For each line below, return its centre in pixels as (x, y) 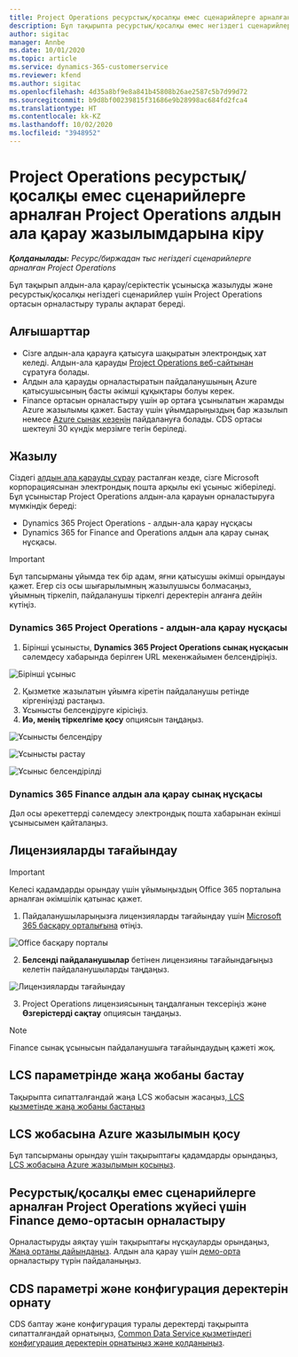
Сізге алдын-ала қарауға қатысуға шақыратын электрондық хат (144, 353)
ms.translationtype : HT (53, 108)
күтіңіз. (23, 605)
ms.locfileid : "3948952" (55, 133)
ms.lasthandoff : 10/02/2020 (61, 125)
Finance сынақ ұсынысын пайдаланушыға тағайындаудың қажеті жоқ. (142, 1047)
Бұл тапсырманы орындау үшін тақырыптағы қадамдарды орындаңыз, (144, 1155)
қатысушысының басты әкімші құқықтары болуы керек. (128, 391)
